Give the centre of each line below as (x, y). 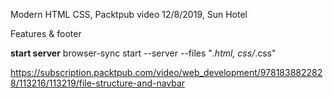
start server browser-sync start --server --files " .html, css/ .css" (143, 53)
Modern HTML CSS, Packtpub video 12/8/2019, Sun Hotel (129, 14)
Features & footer (46, 33)
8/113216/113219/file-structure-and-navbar (98, 83)
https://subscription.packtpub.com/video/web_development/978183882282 (166, 72)
